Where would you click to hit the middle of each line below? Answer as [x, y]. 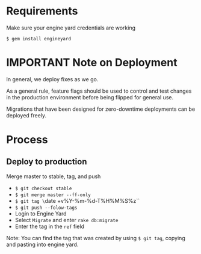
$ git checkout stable [43, 188]
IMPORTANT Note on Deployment [92, 63]
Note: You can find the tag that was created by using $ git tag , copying [96, 238]
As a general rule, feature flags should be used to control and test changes [99, 91]
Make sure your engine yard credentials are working [71, 28]
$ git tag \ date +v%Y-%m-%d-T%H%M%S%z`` [77, 200]
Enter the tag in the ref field [49, 226]
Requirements [42, 11]
